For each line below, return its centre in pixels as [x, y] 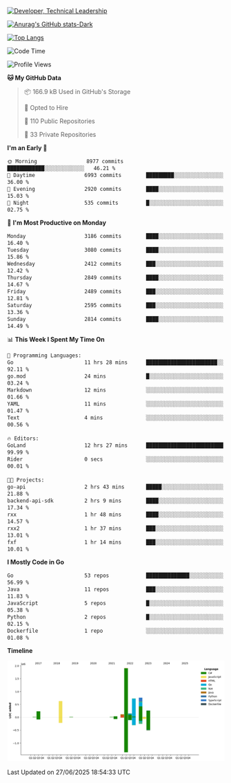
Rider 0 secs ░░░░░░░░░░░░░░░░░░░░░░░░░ [115, 459]
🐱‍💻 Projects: [26, 480]
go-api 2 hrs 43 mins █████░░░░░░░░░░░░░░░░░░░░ [115, 487]
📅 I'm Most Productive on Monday [57, 223]
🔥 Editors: [23, 439]
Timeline [20, 651]
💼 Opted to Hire [46, 108]
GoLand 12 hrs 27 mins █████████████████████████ [115, 445]
